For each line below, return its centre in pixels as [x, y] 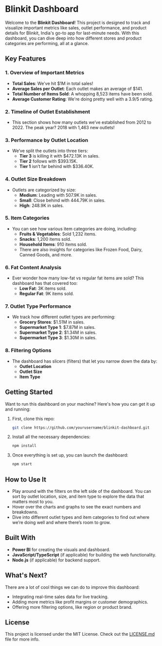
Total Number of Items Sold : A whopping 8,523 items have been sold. [82, 93]
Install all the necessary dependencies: [51, 437]
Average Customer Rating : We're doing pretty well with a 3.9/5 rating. [82, 99]
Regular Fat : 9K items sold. [47, 294]
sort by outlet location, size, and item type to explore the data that [78, 496]
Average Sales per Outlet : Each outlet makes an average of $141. [78, 89]
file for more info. [22, 639]
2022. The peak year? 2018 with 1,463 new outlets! [63, 127]
